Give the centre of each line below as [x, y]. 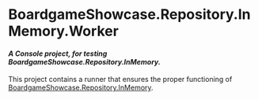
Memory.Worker [63, 31]
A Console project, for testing [58, 54]
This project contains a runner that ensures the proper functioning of [120, 80]
